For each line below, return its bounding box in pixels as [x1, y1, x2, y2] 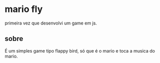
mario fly [5, 3, 43, 15]
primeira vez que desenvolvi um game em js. [5, 20, 97, 26]
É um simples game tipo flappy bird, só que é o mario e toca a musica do [5, 47, 155, 53]
